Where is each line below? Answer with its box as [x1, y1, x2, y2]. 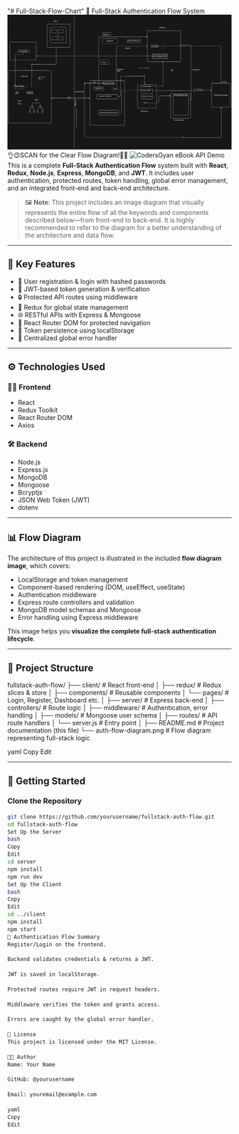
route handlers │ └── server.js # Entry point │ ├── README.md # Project [7, 719, 224, 728]
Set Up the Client [7, 881, 62, 888]
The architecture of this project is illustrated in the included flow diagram [7, 554, 222, 562]
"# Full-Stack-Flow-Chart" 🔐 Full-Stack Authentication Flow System [7, 7, 205, 15]
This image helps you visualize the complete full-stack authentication [7, 627, 217, 636]
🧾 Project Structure [7, 662, 94, 674]
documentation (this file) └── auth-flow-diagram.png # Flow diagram [7, 726, 211, 735]
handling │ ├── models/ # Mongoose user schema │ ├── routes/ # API [7, 711, 218, 720]
